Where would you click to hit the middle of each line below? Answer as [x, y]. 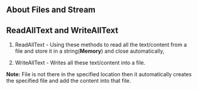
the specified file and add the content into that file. [69, 81]
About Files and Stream [51, 10]
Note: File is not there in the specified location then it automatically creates [99, 74]
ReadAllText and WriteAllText [62, 30]
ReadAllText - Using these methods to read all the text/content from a [101, 45]
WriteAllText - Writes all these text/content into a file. [80, 63]
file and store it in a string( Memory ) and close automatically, [90, 51]
